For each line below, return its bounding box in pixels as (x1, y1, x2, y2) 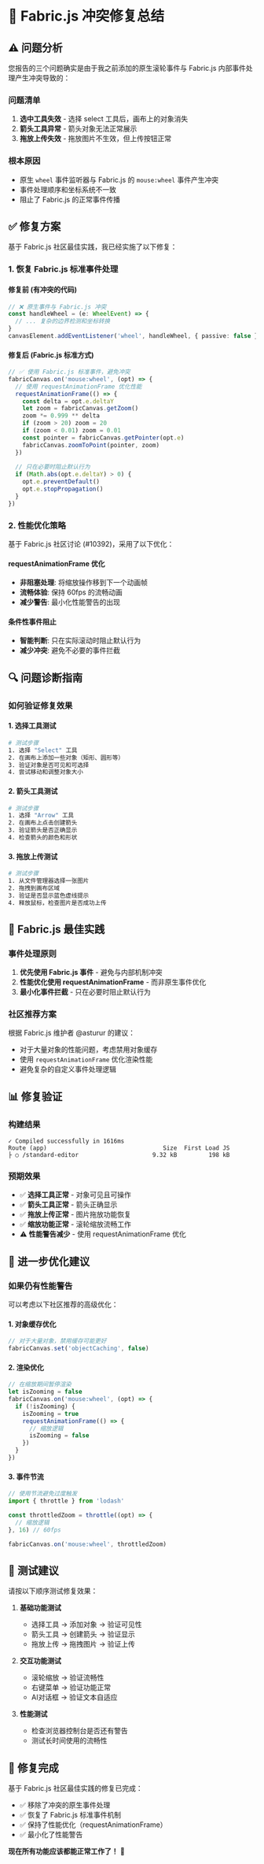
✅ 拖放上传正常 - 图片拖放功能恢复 (19, 1210, 131, 1219)
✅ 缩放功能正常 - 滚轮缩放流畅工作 (19, 1220, 131, 1229)
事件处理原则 (8, 948, 57, 959)
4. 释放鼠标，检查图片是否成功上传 (8, 899, 107, 906)
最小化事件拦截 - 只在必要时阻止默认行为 (19, 988, 152, 997)
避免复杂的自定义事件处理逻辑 (19, 1065, 116, 1074)
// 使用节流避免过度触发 (8, 1490, 78, 1498)
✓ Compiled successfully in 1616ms (8, 1137, 125, 1146)
